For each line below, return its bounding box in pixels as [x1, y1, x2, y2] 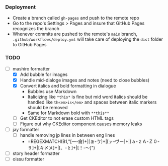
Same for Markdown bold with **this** [27, 110, 110, 116]
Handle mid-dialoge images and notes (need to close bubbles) [20, 77, 150, 83]
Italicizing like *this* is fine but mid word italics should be [27, 94, 148, 100]
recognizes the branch [12, 26, 59, 32]
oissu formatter [12, 156, 44, 162]
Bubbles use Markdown [27, 88, 77, 94]
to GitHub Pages [12, 42, 47, 48]
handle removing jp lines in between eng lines [20, 132, 115, 138]
